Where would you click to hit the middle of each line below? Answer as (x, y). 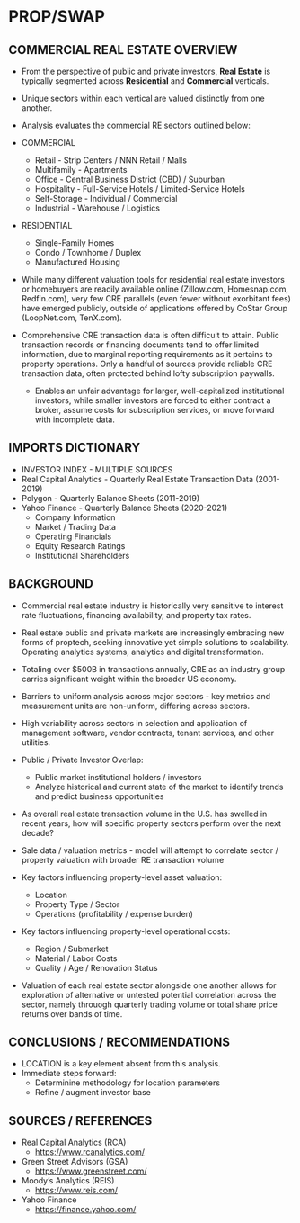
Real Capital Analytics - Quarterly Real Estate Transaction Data (137, 479)
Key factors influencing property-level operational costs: (126, 931)
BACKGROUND (51, 584)
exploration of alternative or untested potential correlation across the (149, 994)
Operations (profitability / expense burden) (114, 913)
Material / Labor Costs (76, 958)
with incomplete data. (75, 419)
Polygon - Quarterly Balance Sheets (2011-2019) (110, 498)
